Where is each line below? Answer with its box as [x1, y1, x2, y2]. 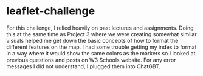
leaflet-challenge [6, 4, 95, 18]
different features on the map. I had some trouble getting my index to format [6, 43, 197, 51]
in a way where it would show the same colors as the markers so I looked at [6, 49, 196, 57]
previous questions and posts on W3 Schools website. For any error [6, 56, 176, 63]
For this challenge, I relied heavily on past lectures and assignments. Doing [6, 24, 194, 31]
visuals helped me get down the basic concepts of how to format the [6, 37, 179, 44]
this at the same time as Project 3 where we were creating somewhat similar [6, 30, 197, 37]
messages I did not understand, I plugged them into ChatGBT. [6, 62, 161, 70]
